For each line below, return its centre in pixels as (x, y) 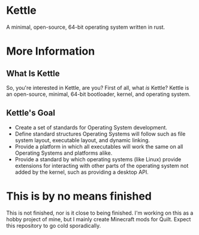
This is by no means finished (79, 196)
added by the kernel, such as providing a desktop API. (82, 172)
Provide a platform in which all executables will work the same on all (99, 146)
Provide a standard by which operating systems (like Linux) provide (98, 159)
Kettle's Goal (31, 113)
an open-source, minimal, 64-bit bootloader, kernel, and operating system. (98, 94)
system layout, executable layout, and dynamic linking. (82, 140)
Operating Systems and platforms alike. (64, 153)
